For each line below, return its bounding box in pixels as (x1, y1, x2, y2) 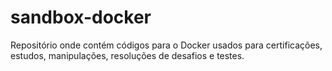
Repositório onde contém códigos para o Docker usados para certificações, (10, 39, 323, 51)
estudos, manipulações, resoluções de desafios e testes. (10, 49, 245, 61)
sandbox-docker (10, 6, 152, 29)
